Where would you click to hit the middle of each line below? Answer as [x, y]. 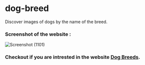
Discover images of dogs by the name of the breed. [56, 22]
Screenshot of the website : [38, 34]
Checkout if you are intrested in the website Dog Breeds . [72, 57]
